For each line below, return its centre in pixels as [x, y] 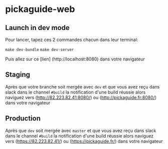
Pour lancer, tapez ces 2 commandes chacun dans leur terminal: [72, 39]
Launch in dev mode [38, 28]
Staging [18, 75]
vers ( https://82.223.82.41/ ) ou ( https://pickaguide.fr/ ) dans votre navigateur [84, 141]
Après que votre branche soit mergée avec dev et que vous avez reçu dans [82, 86]
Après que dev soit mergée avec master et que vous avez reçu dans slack [81, 130]
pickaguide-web [40, 9]
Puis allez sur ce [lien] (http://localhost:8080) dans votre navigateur [75, 59]
